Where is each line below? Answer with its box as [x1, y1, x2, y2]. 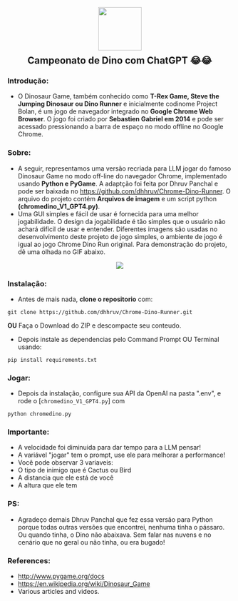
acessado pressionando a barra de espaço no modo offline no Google [17, 122, 224, 131]
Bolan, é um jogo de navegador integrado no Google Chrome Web [17, 107, 214, 116]
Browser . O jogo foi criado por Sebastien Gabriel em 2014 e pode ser [17, 115, 224, 123]
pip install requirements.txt [7, 356, 98, 363]
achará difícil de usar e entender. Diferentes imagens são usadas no [17, 225, 218, 233]
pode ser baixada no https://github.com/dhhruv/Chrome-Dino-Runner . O [17, 186, 231, 196]
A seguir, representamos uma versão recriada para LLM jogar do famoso [17, 164, 232, 173]
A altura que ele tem [17, 481, 78, 490]
